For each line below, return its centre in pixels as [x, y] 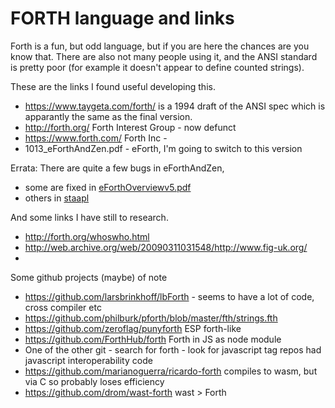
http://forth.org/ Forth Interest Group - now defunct [130, 127]
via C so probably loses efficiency [94, 381]
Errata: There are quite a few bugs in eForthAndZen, [117, 168]
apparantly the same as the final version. [108, 116]
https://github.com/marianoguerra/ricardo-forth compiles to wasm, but [171, 371]
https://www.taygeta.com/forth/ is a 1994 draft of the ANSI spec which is [175, 106]
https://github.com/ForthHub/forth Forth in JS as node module [153, 339]
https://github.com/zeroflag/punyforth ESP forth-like [133, 328]
